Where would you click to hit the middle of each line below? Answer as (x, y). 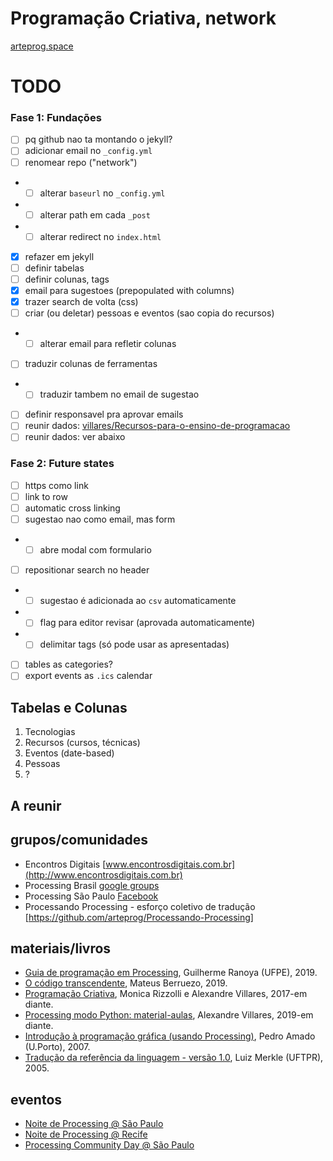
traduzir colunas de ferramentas (91, 364)
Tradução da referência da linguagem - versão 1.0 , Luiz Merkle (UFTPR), (174, 1058)
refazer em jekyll (59, 256)
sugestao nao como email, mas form (100, 519)
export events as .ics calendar (88, 676)
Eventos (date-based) (69, 753)
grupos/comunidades (79, 840)
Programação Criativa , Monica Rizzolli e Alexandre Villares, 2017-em (166, 994)
